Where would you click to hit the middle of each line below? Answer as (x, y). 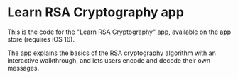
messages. (23, 68)
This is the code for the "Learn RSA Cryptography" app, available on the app (119, 32)
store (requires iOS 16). (41, 39)
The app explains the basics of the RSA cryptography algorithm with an (112, 53)
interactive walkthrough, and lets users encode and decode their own (109, 60)
